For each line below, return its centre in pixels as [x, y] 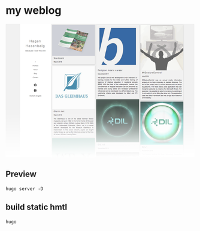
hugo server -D [25, 189]
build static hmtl [37, 207]
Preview [21, 174]
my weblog [34, 10]
